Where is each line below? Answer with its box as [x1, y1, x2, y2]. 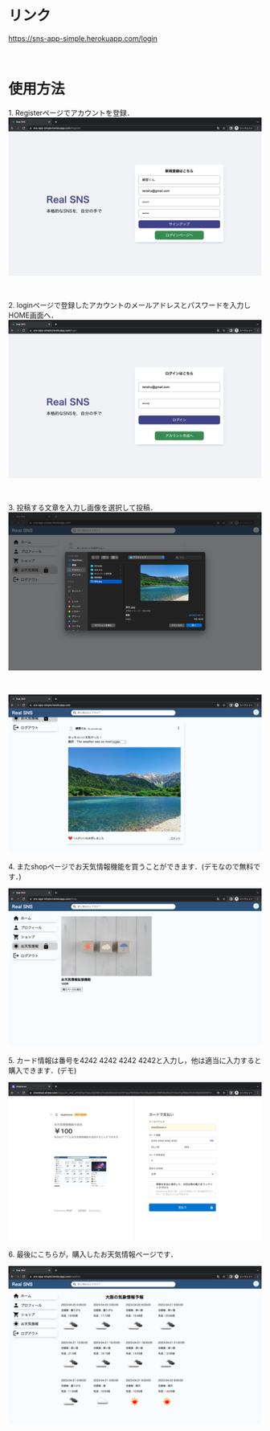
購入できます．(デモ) [8, 1065, 77, 1075]
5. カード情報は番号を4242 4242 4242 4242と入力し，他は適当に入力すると [8, 1055, 262, 1065]
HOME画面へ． [8, 310, 59, 320]
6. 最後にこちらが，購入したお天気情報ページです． [8, 1249, 178, 1259]
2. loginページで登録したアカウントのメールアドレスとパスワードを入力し [8, 300, 252, 309]
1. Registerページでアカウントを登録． [8, 108, 134, 117]
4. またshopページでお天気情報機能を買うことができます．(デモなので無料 [8, 861, 254, 871]
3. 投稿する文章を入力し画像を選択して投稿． [8, 502, 157, 512]
